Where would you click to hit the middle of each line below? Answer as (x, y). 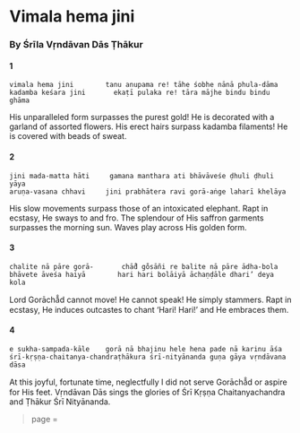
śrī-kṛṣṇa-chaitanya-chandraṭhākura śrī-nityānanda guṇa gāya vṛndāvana (148, 357)
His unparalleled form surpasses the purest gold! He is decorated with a (142, 117)
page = (44, 419)
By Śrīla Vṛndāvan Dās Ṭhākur (76, 45)
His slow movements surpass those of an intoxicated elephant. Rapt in (139, 208)
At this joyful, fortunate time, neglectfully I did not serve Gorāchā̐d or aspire (149, 382)
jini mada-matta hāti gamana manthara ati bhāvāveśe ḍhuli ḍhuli (142, 176)
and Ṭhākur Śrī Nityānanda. (60, 402)
